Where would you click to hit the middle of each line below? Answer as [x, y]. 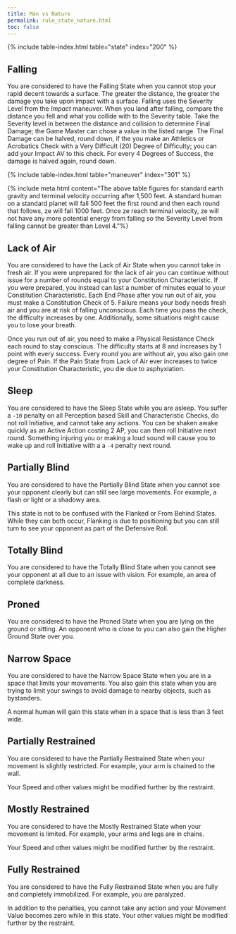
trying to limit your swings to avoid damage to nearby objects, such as [109, 691]
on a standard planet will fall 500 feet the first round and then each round [113, 204]
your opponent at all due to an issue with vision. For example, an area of [112, 575]
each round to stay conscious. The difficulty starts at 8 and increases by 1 [114, 346]
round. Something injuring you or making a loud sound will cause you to [111, 437]
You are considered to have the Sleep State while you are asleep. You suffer [117, 408]
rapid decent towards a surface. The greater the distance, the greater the [113, 94]
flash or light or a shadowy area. [54, 499]
